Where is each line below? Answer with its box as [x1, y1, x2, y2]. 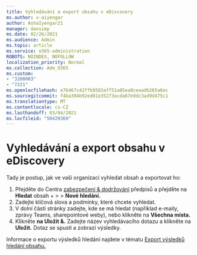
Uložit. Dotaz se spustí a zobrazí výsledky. [14, 224, 122, 231]
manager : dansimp [6, 25, 50, 32]
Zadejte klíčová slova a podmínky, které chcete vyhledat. [14, 198, 157, 206]
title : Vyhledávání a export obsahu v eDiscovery [6, 8, 134, 15]
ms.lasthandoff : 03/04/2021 [6, 110, 77, 116]
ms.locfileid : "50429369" [6, 115, 71, 121]
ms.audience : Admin [6, 37, 55, 43]
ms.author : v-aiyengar [6, 14, 63, 20]
